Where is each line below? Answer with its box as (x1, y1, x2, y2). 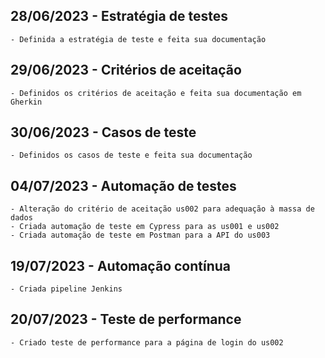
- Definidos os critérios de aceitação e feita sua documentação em (10, 88, 302, 98)
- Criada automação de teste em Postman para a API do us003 (10, 230, 271, 241)
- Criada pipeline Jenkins (10, 284, 123, 294)
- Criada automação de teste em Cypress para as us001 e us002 (10, 222, 280, 232)
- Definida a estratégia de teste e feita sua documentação (10, 34, 267, 44)
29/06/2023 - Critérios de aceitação (10, 62, 242, 79)
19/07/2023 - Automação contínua (10, 257, 232, 274)
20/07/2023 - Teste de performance (10, 311, 242, 328)
